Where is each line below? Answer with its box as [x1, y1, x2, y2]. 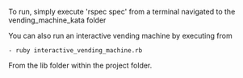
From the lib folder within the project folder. [8, 60, 153, 70]
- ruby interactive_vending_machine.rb [8, 47, 143, 55]
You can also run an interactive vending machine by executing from [8, 31, 233, 40]
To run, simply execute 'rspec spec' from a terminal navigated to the [8, 7, 236, 16]
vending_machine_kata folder [8, 15, 107, 25]
